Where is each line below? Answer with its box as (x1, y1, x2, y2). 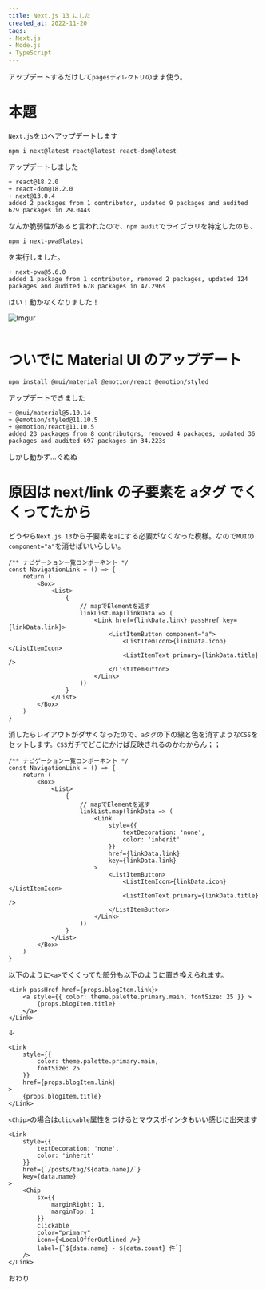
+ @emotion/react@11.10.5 (8, 422, 94, 431)
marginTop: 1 (50, 1207, 94, 1215)
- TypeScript (8, 49, 52, 57)
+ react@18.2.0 (8, 178, 59, 186)
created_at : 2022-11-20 (8, 19, 88, 27)
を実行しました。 (8, 252, 65, 261)
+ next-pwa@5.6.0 (8, 268, 66, 276)
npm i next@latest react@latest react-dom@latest (8, 147, 177, 155)
